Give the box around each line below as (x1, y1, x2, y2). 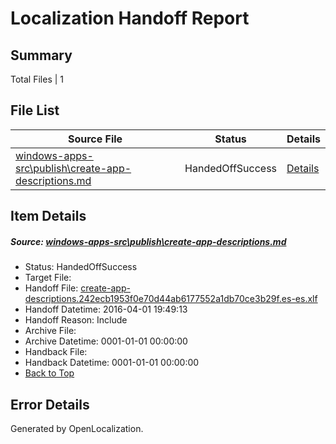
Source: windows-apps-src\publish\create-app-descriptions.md (10, 235, 287, 247)
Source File (67, 132, 123, 146)
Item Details (10, 208, 87, 225)
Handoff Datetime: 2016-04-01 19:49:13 (24, 303, 188, 316)
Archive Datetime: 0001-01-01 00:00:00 (24, 335, 188, 347)
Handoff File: (24, 282, 79, 294)
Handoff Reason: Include (24, 314, 128, 326)
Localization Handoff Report (10, 7, 250, 30)
